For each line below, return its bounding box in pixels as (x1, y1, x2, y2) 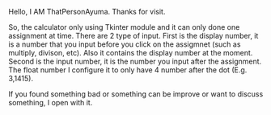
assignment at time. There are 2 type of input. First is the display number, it (8, 31, 259, 40)
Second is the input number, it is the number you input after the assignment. (8, 56, 262, 66)
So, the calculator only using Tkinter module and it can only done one (8, 23, 240, 31)
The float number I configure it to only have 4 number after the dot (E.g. (8, 65, 248, 75)
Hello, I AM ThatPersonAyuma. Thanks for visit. (8, 7, 166, 16)
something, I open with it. (8, 98, 93, 107)
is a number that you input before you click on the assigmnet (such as (8, 39, 241, 49)
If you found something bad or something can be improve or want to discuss (8, 89, 264, 99)
